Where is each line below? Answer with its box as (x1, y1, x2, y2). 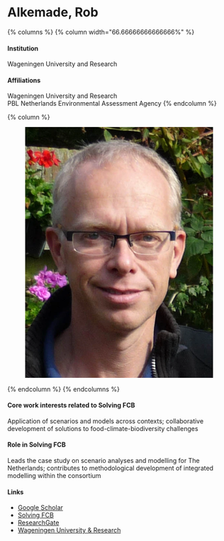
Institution (7, 44, 39, 52)
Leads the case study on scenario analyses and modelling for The (7, 457, 200, 465)
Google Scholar (17, 503, 64, 512)
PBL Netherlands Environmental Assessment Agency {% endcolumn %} (7, 99, 218, 108)
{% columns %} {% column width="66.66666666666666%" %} (7, 28, 195, 36)
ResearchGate (17, 518, 60, 527)
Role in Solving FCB (7, 440, 66, 449)
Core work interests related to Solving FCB (7, 401, 135, 410)
